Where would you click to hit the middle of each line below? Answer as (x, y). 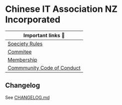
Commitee (20, 52)
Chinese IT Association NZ (61, 9)
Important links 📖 (44, 35)
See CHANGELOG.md (27, 97)
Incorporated (33, 20)
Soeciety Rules (25, 44)
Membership (22, 59)
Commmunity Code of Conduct (44, 68)
